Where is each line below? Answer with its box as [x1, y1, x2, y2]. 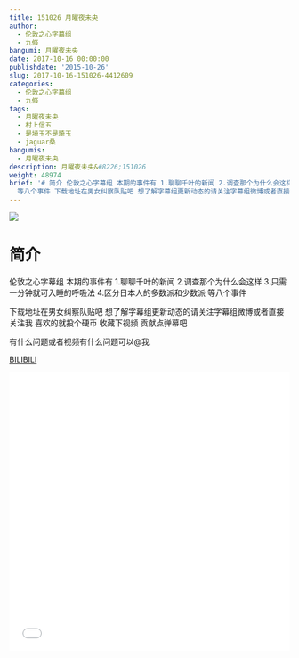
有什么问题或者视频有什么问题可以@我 [9, 336, 149, 347]
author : [9, 21, 38, 30]
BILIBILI [9, 354, 37, 365]
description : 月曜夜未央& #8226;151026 [9, 162, 147, 171]
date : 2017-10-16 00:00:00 [9, 54, 109, 63]
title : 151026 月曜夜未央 [9, 12, 99, 22]
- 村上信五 [17, 121, 53, 130]
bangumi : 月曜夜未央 [9, 46, 78, 55]
